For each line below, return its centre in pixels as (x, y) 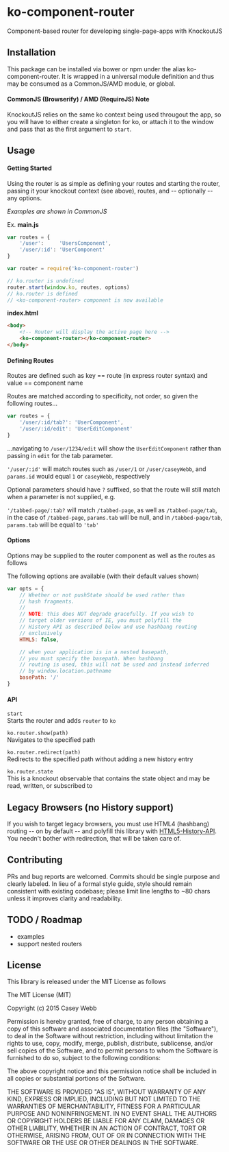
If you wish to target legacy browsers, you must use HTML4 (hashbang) (108, 824)
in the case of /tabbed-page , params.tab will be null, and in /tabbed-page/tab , (115, 517)
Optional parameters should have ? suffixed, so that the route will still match (114, 489)
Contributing (35, 860)
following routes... (32, 404)
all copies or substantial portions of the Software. (76, 1079)
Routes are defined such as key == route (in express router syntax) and (108, 376)
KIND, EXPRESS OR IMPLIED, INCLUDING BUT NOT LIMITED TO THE (104, 1099)
